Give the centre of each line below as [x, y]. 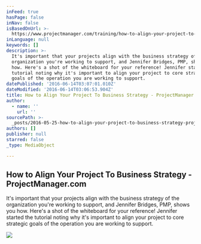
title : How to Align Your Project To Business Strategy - [80, 95]
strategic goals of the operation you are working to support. [80, 224]
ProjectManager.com [46, 184]
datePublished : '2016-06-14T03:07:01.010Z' [61, 84]
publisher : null [26, 134]
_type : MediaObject [31, 145]
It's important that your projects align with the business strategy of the [93, 199]
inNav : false [22, 23]
